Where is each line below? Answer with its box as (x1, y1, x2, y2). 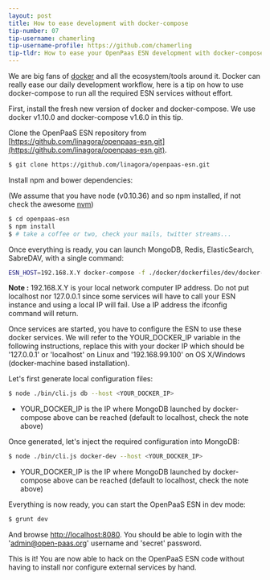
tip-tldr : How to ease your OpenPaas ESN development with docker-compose (8, 49, 264, 57)
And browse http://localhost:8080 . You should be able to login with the (8, 530, 243, 539)
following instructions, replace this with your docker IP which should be (8, 341, 245, 351)
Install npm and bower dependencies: (8, 175, 133, 185)
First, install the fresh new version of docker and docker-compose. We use (8, 104, 256, 113)
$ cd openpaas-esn (8, 215, 70, 223)
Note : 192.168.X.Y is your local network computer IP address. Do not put (8, 283, 249, 293)
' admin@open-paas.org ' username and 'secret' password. (8, 538, 202, 548)
